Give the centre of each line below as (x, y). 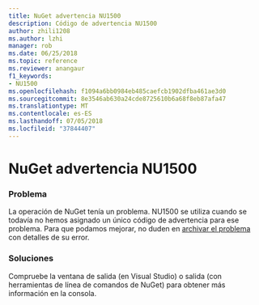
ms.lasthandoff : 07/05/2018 (56, 121)
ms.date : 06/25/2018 (43, 53)
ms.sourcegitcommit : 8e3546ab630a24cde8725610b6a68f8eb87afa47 (117, 99)
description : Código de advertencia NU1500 (83, 23)
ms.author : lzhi (36, 38)
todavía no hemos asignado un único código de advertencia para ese (124, 220)
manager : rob (30, 46)
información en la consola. (53, 293)
